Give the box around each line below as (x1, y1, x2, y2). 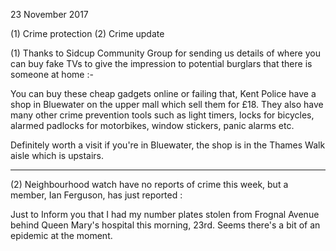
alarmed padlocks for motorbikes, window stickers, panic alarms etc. (10, 120, 295, 131)
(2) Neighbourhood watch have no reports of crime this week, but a (10, 179, 289, 190)
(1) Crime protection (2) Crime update (10, 28, 165, 39)
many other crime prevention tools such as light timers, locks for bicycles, (10, 109, 315, 121)
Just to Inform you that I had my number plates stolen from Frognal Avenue (10, 209, 320, 220)
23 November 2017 (10, 9, 89, 20)
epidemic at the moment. (10, 230, 113, 241)
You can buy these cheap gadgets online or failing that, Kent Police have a (10, 88, 317, 99)
